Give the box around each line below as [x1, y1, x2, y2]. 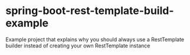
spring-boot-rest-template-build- [5, 4, 174, 18]
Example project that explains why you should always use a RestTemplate [5, 36, 185, 43]
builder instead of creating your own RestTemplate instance [5, 42, 150, 49]
